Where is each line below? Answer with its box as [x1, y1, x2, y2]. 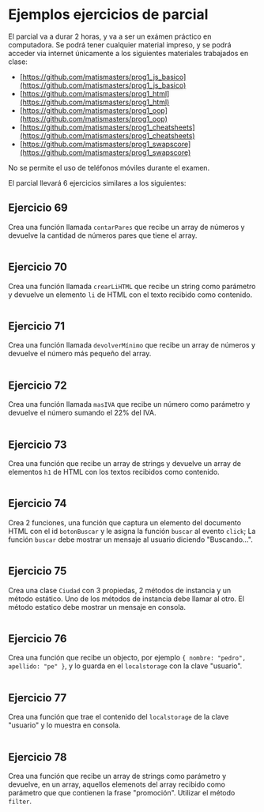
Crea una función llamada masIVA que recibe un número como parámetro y [8, 400, 251, 409]
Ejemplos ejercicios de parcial [8, 6, 209, 24]
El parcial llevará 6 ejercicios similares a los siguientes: [8, 178, 187, 187]
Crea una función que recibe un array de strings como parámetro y [8, 772, 227, 781]
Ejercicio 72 [8, 378, 67, 392]
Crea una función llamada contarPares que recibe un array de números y [8, 222, 245, 231]
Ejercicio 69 [8, 201, 69, 215]
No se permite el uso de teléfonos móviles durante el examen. [8, 163, 210, 172]
